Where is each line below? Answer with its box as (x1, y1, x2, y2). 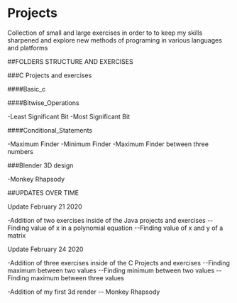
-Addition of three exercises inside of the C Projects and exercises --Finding (7, 258, 231, 267)
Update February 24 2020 (7, 245, 84, 253)
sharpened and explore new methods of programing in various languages (7, 35, 222, 44)
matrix (7, 231, 26, 239)
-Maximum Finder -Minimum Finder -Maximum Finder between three (7, 140, 209, 148)
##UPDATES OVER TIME (7, 188, 79, 197)
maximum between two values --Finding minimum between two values (7, 266, 215, 275)
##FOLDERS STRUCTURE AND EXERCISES (7, 57, 133, 65)
